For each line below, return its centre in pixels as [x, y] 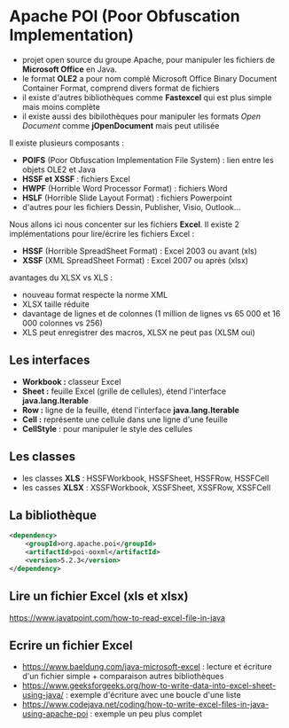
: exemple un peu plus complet [146, 714]
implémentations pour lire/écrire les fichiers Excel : [102, 233]
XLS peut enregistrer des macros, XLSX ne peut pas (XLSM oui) [138, 332]
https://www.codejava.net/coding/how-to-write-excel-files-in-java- [145, 705]
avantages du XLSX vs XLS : [61, 278]
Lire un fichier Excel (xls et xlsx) [99, 596]
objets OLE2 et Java [59, 169]
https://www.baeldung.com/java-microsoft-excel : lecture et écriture [147, 667]
